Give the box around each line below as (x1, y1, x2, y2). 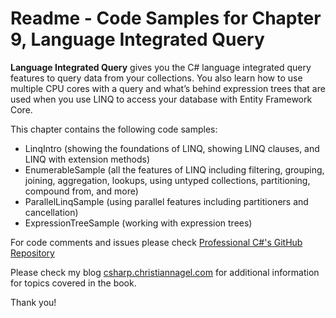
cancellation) (24, 206, 79, 218)
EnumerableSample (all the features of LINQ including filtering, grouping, (24, 163, 325, 176)
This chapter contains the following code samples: (10, 123, 218, 135)
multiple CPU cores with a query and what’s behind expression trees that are (10, 82, 326, 94)
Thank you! (10, 296, 57, 308)
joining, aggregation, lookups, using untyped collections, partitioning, (24, 174, 311, 186)
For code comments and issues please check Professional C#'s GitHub (10, 236, 303, 248)
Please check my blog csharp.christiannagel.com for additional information (10, 266, 320, 278)
